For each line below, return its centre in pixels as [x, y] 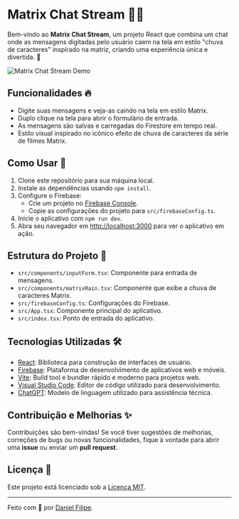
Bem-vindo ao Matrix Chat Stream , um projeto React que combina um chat [118, 34]
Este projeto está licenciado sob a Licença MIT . [76, 487]
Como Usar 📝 [37, 163]
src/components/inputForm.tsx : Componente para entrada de [107, 273]
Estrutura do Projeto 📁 [57, 256]
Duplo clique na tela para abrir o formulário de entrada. [98, 118]
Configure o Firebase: [49, 195]
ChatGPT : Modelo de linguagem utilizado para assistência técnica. [115, 393]
